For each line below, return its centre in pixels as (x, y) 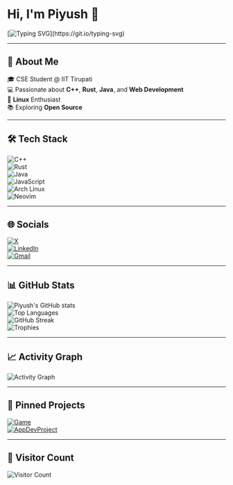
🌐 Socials (28, 224)
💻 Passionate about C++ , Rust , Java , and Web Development (95, 89)
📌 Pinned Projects (46, 405)
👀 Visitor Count (41, 458)
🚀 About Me (33, 62)
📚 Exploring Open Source (45, 107)
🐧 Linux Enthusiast (34, 99)
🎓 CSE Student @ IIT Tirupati (50, 79)
